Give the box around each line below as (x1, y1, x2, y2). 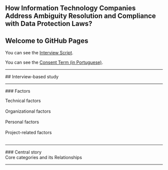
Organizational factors (5, 108, 51, 114)
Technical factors (5, 98, 41, 104)
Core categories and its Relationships (5, 155, 82, 161)
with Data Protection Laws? (5, 19, 92, 28)
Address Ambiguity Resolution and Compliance (5, 12, 156, 20)
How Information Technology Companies (5, 4, 136, 12)
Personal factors (5, 119, 39, 125)
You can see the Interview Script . (5, 50, 73, 56)
